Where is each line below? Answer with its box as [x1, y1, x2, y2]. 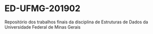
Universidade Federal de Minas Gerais [4, 24, 81, 30]
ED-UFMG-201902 [4, 3, 81, 14]
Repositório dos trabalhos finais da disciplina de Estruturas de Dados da [4, 19, 148, 25]
